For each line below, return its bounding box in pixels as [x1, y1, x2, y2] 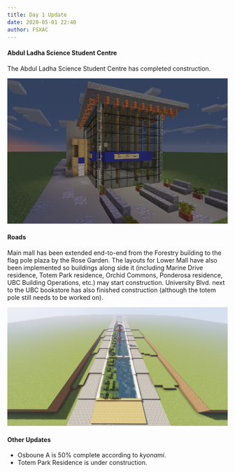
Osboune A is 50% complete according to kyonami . [17, 451, 166, 459]
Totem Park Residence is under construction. [17, 459, 148, 467]
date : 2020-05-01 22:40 [7, 18, 77, 26]
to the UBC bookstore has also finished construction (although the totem [7, 286, 217, 294]
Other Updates [7, 435, 51, 444]
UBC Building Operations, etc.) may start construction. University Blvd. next [7, 279, 225, 286]
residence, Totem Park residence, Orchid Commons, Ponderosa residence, [7, 271, 223, 279]
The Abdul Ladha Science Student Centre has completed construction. [7, 64, 211, 73]
